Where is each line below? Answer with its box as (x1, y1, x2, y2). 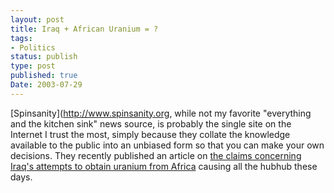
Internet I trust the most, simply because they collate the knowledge (10, 128, 291, 140)
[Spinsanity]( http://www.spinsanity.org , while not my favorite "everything (10, 107, 312, 119)
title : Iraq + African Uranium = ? (10, 24, 159, 34)
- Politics (10, 42, 56, 53)
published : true (10, 71, 78, 81)
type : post (10, 61, 56, 71)
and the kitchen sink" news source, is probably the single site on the (10, 117, 292, 130)
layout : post (10, 14, 65, 25)
